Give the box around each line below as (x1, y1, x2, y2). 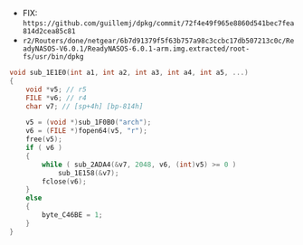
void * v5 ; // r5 (25, 85, 88, 94)
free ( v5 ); (25, 135, 63, 144)
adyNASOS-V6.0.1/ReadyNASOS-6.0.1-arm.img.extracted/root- (22, 44, 251, 53)
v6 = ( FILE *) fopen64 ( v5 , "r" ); (25, 127, 147, 136)
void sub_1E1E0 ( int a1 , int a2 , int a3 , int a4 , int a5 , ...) (9, 68, 249, 77)
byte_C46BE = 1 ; (42, 211, 103, 220)
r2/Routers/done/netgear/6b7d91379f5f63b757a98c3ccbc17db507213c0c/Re (22, 36, 295, 45)
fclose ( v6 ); (42, 176, 88, 186)
